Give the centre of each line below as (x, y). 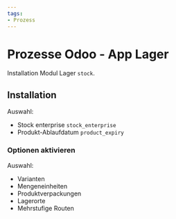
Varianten (31, 179)
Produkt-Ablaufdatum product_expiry (71, 133)
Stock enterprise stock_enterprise (67, 125)
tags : (15, 13)
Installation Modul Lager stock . (51, 73)
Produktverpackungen (49, 193)
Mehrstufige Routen (46, 208)
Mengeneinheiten (42, 186)
